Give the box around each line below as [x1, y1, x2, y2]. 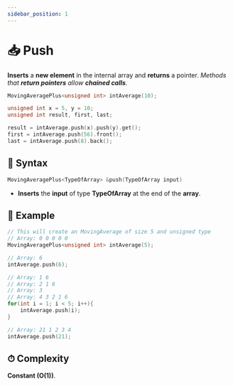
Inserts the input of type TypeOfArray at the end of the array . [17, 189, 201, 198]
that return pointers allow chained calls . [7, 78, 128, 87]
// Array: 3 [7, 287, 43, 294]
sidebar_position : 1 [7, 10, 69, 18]
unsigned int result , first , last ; [7, 112, 113, 119]
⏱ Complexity [7, 353, 70, 365]
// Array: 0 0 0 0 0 [7, 235, 69, 242]
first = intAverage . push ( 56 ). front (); [7, 131, 122, 139]
